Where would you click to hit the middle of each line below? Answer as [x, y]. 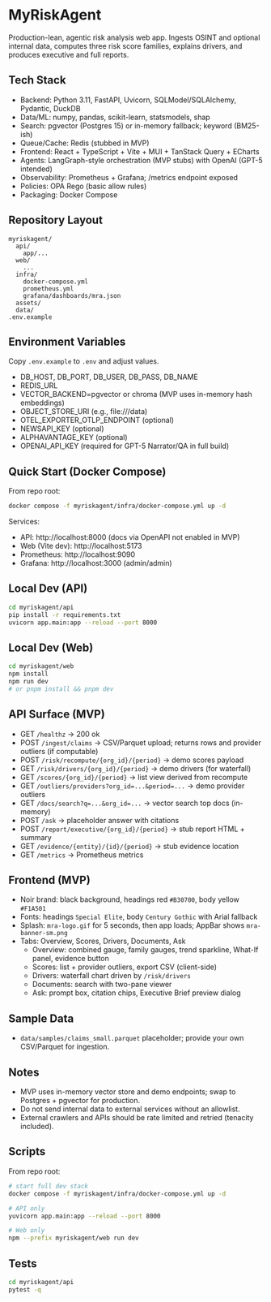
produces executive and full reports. [69, 54]
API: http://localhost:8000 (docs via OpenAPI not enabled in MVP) [130, 537]
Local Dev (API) [48, 589]
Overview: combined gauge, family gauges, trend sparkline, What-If [145, 950]
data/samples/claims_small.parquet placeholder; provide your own [132, 1038]
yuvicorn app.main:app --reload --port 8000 [85, 1216]
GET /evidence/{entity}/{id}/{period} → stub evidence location [129, 846]
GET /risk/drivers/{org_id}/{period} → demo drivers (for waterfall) [135, 768]
